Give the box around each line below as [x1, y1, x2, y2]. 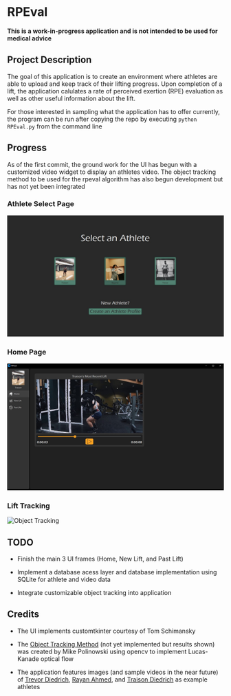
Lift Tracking [7, 501, 50, 510]
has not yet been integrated [7, 182, 86, 190]
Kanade [16, 654, 39, 663]
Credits [7, 609, 40, 620]
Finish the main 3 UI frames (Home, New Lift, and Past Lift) [16, 554, 184, 563]
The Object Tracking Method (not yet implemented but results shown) [16, 640, 215, 648]
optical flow [40, 654, 74, 663]
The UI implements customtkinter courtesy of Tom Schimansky [16, 627, 196, 635]
